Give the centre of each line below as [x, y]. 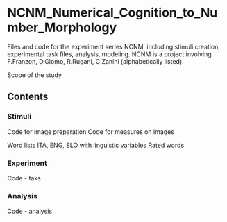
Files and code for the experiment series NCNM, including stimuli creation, [114, 46]
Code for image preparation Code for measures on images [91, 131]
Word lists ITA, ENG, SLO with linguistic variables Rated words [96, 145]
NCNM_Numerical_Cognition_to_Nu [112, 13]
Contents [28, 97]
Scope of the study [35, 75]
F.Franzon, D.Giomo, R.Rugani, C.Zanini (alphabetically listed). [95, 61]
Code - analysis [30, 211]
